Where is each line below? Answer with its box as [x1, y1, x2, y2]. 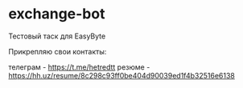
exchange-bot [8, 5, 105, 23]
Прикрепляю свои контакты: [8, 46, 107, 56]
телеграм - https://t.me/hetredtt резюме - [8, 62, 150, 72]
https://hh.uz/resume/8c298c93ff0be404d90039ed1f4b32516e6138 [8, 70, 235, 80]
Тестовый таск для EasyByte [8, 31, 106, 41]
